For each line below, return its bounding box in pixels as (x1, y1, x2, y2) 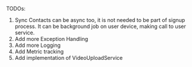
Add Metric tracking (14, 48, 64, 55)
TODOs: (6, 5, 26, 12)
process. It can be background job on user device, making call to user (14, 23, 186, 30)
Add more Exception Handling (14, 36, 89, 42)
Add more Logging (14, 42, 61, 49)
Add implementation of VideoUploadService (14, 55, 123, 61)
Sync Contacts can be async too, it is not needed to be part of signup (14, 17, 185, 23)
